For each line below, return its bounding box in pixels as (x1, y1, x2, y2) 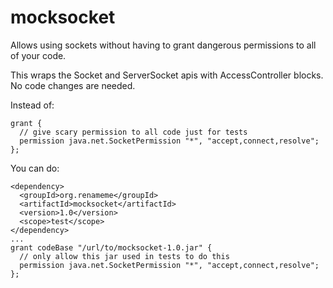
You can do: (10, 162, 60, 174)
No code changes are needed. (10, 79, 136, 91)
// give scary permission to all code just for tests (19, 127, 248, 137)
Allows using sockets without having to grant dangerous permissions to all (10, 39, 317, 51)
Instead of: (10, 99, 55, 111)
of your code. (10, 49, 67, 61)
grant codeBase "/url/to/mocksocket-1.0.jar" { (10, 242, 213, 253)
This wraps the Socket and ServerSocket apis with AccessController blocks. (10, 69, 324, 81)
